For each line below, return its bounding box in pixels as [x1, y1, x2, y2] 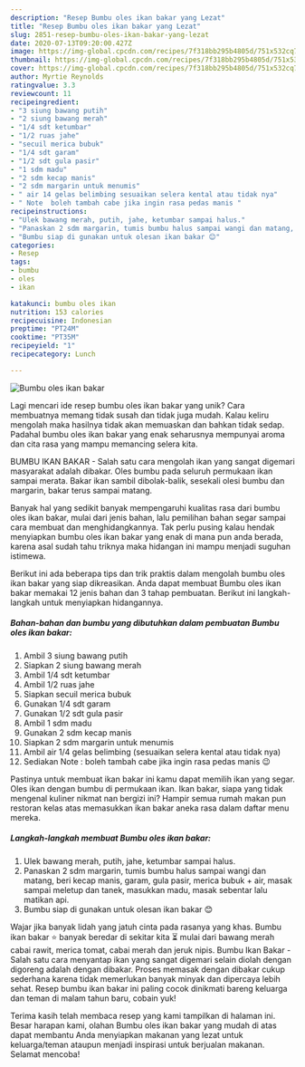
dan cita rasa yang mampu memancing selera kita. [10, 438, 198, 449]
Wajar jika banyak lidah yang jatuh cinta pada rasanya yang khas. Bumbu [10, 921, 282, 932]
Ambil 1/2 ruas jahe [23, 678, 95, 689]
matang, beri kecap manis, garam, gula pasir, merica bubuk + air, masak [23, 875, 292, 886]
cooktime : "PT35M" [10, 332, 80, 342]
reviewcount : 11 [10, 89, 71, 98]
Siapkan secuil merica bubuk [23, 688, 132, 699]
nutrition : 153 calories [10, 307, 104, 317]
